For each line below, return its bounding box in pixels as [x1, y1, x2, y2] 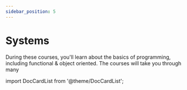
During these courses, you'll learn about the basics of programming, [5, 54, 171, 61]
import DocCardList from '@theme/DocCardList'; [5, 77, 124, 84]
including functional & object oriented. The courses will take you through [5, 59, 182, 66]
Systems [5, 34, 49, 47]
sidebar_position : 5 [5, 8, 56, 15]
